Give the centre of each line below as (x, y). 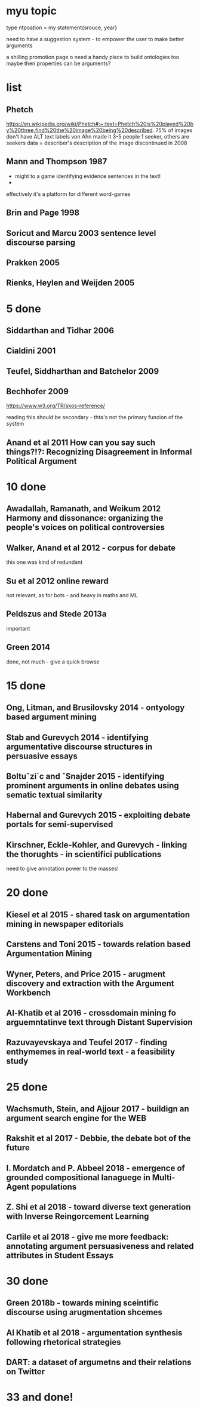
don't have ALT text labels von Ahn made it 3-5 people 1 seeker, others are (98, 136)
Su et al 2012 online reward (57, 581)
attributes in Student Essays (60, 1255)
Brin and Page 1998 (43, 213)
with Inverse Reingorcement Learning (78, 1216)
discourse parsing (41, 242)
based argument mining (52, 717)
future (18, 1148)
